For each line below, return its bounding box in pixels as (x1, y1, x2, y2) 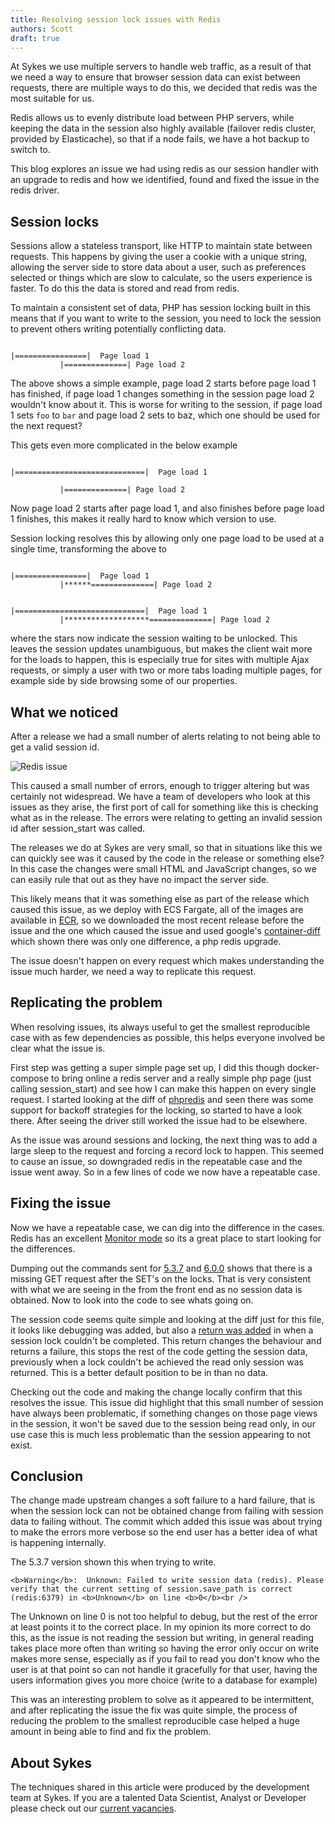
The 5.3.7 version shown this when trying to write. (10, 1556, 217, 1568)
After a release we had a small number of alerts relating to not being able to (10, 731, 322, 742)
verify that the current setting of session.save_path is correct (10, 1584, 293, 1595)
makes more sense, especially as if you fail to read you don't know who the (10, 1653, 320, 1665)
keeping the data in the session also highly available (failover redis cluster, (10, 122, 317, 135)
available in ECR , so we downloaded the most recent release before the (10, 914, 305, 926)
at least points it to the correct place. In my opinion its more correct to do (10, 1621, 312, 1633)
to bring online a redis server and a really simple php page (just (51, 1072, 312, 1084)
